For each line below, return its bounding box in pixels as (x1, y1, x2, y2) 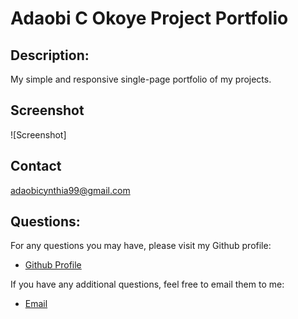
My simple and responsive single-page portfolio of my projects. (10, 73, 272, 85)
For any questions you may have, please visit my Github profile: (10, 240, 272, 252)
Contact (10, 158, 62, 175)
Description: (10, 47, 90, 64)
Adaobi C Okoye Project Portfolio (10, 7, 289, 30)
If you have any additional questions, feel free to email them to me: (10, 278, 285, 291)
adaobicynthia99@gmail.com (10, 184, 131, 196)
